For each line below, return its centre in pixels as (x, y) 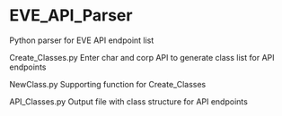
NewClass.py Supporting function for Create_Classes (108, 84)
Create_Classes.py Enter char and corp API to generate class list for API (142, 57)
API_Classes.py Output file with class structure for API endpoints (129, 101)
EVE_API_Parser (71, 16)
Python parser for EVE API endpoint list (82, 40)
